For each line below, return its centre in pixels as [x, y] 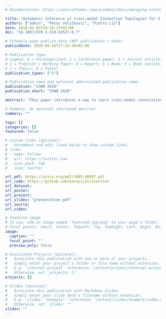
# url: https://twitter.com [36, 159]
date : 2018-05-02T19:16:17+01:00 [40, 28]
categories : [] [21, 127]
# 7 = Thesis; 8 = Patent [32, 69]
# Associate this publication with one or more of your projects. [77, 259]
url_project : [19, 195]
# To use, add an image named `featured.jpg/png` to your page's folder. [83, 222]
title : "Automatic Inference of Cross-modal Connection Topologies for [80, 18]
